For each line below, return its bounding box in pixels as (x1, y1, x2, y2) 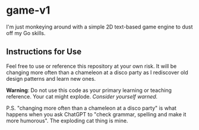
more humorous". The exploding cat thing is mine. (6, 117, 128, 124)
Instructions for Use (6, 47, 82, 57)
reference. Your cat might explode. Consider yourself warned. (6, 93, 158, 100)
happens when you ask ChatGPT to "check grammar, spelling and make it (6, 110, 187, 118)
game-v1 (6, 4, 50, 17)
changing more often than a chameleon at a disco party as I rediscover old (6, 69, 188, 76)
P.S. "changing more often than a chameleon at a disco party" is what (6, 104, 177, 112)
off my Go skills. (6, 29, 46, 36)
